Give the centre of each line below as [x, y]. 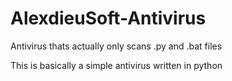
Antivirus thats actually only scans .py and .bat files [116, 46]
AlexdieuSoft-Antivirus [108, 18]
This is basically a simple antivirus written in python [116, 65]
